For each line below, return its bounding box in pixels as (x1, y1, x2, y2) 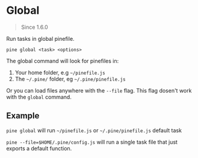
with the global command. (6, 93, 72, 100)
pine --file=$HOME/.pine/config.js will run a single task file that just (6, 138, 178, 145)
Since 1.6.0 (20, 23, 48, 31)
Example (6, 111, 40, 121)
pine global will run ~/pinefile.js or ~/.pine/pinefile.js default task (6, 127, 182, 134)
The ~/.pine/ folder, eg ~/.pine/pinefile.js (14, 75, 126, 82)
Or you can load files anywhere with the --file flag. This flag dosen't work (6, 87, 192, 94)
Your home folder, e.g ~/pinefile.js (14, 68, 105, 76)
